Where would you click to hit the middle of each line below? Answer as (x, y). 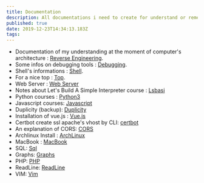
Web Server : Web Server (47, 84)
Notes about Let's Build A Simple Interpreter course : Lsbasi (90, 90)
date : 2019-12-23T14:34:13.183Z (47, 29)
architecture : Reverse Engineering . (59, 58)
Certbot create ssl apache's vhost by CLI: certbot (77, 122)
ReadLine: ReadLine (40, 168)
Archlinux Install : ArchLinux (50, 135)
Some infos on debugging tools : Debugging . (71, 65)
